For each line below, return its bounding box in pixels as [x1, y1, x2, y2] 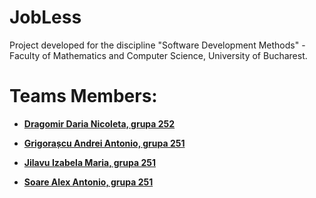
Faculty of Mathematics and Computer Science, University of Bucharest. [9, 49, 308, 61]
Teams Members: [9, 85, 158, 108]
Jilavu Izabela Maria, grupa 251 [23, 156, 157, 168]
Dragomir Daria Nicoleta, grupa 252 [23, 117, 176, 130]
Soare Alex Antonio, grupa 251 [23, 176, 154, 188]
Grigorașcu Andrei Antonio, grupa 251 [23, 137, 186, 149]
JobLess [9, 6, 82, 29]
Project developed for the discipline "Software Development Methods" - [9, 39, 306, 51]
